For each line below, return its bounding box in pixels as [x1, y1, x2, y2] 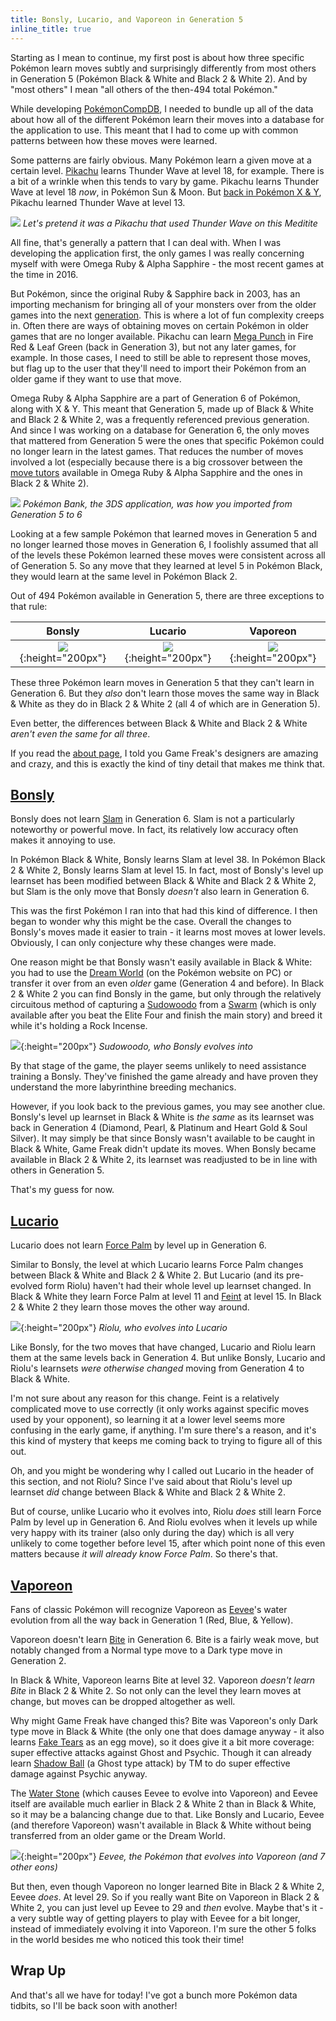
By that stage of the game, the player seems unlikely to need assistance [10, 1060, 307, 1072]
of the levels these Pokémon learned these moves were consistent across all [10, 549, 326, 561]
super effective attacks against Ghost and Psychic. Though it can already [10, 1746, 312, 1758]
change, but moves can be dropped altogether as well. [10, 1695, 236, 1707]
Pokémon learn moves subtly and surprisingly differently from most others [10, 62, 317, 74]
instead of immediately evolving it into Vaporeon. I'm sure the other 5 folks [10, 1922, 317, 1935]
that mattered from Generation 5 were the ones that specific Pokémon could [10, 434, 325, 446]
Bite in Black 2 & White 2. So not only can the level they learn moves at [10, 1684, 302, 1696]
